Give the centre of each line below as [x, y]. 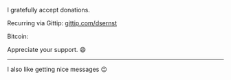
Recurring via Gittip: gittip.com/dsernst [62, 23]
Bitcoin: [18, 36]
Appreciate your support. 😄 [47, 50]
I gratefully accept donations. [49, 10]
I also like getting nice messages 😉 [57, 69]
